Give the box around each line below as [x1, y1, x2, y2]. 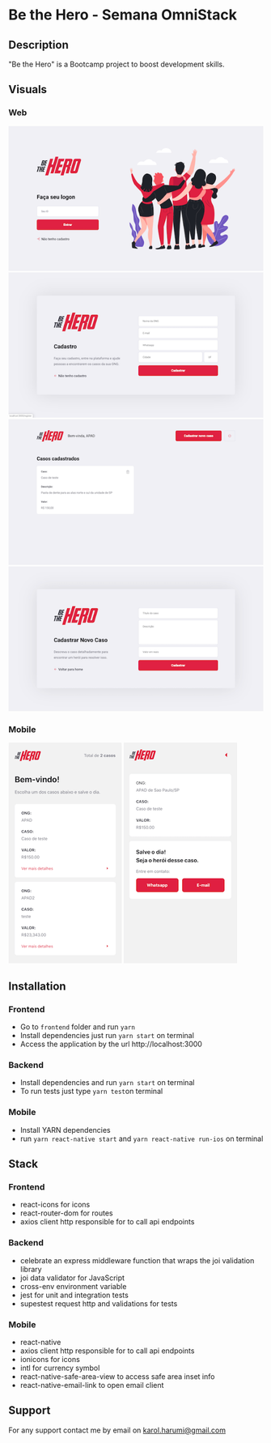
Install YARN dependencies [19, 1125, 111, 1134]
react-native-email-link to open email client [19, 1380, 164, 1390]
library [19, 1264, 42, 1274]
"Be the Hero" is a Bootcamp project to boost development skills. [8, 59, 225, 69]
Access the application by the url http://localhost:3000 [19, 1039, 202, 1049]
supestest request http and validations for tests [19, 1298, 178, 1309]
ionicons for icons [19, 1354, 81, 1364]
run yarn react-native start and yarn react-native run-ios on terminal [19, 1134, 264, 1143]
